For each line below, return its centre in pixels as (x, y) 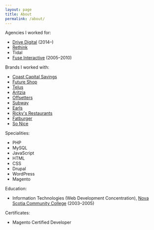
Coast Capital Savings (35, 77)
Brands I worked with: (27, 67)
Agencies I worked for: (28, 33)
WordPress (23, 174)
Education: (16, 189)
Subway (20, 103)
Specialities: (17, 133)
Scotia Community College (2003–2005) (53, 204)
